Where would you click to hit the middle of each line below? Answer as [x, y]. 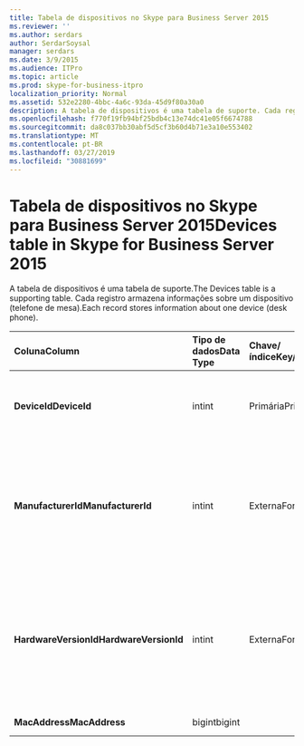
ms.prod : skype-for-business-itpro [76, 85]
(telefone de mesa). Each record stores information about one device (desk [148, 308]
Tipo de [209, 340]
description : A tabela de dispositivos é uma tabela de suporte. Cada [145, 111]
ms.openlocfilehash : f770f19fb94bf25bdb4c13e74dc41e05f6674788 [131, 119]
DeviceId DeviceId [53, 406]
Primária [266, 406]
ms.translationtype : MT [54, 136]
